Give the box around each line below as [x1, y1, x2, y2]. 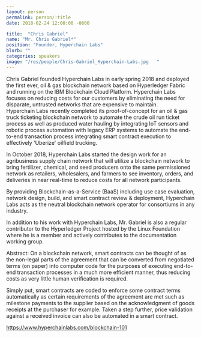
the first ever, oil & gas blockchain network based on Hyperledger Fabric [6, 82, 185, 89]
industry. [6, 207, 28, 214]
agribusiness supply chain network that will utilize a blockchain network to [6, 157, 190, 164]
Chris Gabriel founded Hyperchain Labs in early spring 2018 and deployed [6, 75, 190, 82]
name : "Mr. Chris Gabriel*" [6, 37, 77, 43]
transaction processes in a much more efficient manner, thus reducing [17, 269, 191, 276]
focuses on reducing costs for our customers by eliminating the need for [6, 94, 185, 102]
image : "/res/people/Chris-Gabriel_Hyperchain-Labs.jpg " [6, 58, 160, 65]
